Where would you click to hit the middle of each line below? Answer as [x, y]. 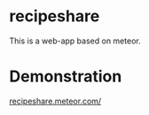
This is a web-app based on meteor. [75, 41]
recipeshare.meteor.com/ [55, 101]
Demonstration [66, 77]
